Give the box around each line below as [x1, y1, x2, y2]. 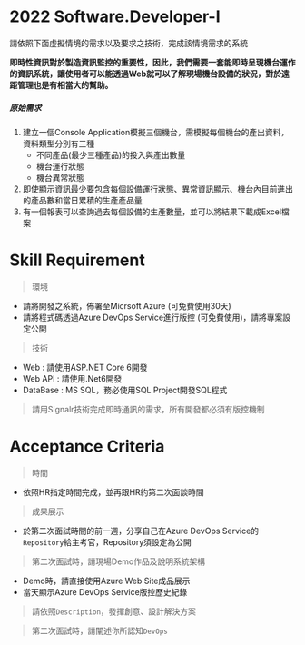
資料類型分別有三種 [22, 138, 95, 149]
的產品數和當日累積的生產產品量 [22, 194, 143, 205]
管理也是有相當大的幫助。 [16, 79, 113, 90]
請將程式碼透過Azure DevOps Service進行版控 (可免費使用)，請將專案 [22, 312, 283, 322]
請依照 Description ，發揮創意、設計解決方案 [31, 606, 197, 617]
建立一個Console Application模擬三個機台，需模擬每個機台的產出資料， [22, 126, 290, 137]
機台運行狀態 [35, 161, 84, 172]
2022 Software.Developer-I [9, 6, 221, 27]
